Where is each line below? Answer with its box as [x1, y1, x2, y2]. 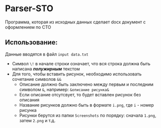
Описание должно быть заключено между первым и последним [19, 81, 154, 87]
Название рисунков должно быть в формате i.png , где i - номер [19, 102, 154, 108]
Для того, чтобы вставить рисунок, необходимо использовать [12, 71, 142, 77]
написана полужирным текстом [12, 66, 80, 72]
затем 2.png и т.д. [19, 117, 56, 123]
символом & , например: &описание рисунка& [19, 86, 109, 92]
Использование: [5, 38, 58, 47]
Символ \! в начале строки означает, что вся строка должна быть [12, 60, 151, 66]
